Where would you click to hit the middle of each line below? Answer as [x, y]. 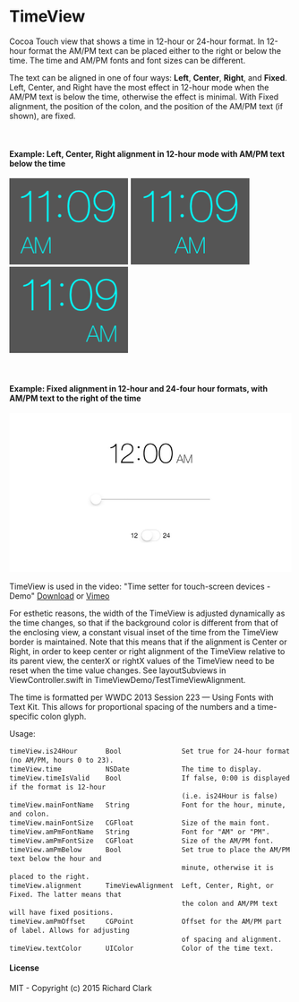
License [25, 968]
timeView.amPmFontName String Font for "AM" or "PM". [140, 832]
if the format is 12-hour [57, 787]
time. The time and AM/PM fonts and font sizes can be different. [128, 60]
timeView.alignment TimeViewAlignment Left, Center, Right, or [142, 885]
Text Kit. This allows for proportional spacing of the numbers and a [132, 706]
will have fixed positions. [62, 912]
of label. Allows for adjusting [69, 930]
